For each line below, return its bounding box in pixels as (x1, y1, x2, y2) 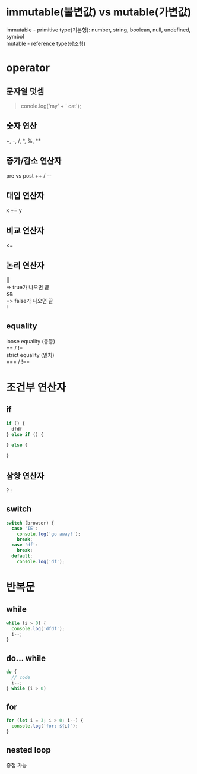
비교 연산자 (6, 225, 45, 235)
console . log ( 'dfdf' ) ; (11, 625, 65, 631)
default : (11, 553, 33, 559)
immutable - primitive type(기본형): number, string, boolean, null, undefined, (6, 26, 191, 33)
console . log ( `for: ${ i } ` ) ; (11, 723, 78, 729)
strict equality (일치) (6, 351, 55, 358)
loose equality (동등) (6, 337, 55, 345)
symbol (6, 33, 24, 40)
